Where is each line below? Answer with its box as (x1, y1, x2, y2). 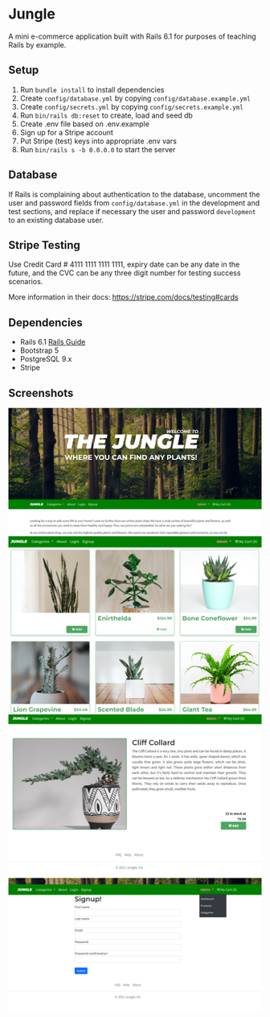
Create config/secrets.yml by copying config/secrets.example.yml (19, 101, 243, 111)
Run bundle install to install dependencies (19, 85, 165, 94)
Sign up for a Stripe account (19, 127, 114, 137)
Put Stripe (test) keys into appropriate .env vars (19, 136, 177, 146)
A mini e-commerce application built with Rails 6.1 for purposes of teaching (8, 31, 256, 41)
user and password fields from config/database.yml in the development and (8, 198, 260, 208)
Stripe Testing (8, 238, 80, 252)
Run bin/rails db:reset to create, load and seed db (19, 110, 193, 120)
